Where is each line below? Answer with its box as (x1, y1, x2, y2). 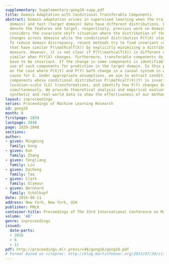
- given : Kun (5, 148, 33, 153)
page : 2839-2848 (5, 125, 39, 130)
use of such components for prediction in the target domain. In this (10, 64, 161, 69)
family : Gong (10, 143, 37, 149)
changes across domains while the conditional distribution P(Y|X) (10, 36, 154, 41)
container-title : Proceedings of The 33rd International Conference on (5, 209, 158, 215)
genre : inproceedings (5, 219, 51, 224)
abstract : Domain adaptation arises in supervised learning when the (5, 17, 154, 22)
